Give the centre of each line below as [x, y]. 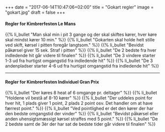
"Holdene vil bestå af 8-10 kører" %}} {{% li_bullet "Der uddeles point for [79, 98]
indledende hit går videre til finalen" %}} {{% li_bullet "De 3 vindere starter [80, 56]
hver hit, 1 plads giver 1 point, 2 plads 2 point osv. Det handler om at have [79, 103]
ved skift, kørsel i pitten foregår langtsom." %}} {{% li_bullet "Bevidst [74, 45]
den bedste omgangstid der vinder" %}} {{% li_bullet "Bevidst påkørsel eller [82, 114]
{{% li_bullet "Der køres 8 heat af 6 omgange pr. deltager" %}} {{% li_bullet [81, 93]
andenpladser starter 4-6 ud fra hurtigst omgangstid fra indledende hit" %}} [82, 66]
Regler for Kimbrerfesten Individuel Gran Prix [52, 82]
